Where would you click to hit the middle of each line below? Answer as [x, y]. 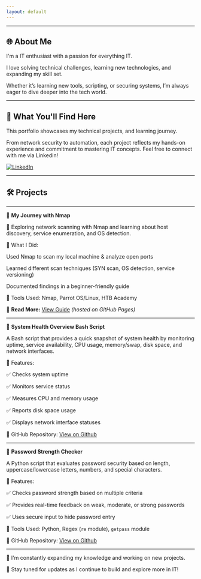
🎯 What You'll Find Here [51, 117]
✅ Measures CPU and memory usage [52, 398]
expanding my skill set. [34, 74]
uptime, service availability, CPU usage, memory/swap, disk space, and [94, 345]
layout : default [26, 12]
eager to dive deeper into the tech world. [57, 92]
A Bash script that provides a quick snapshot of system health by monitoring [100, 338]
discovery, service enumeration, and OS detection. [69, 233]
